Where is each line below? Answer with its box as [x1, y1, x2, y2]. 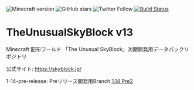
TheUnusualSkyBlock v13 [6, 26, 134, 39]
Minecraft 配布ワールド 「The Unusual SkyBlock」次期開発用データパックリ [6, 45, 189, 52]
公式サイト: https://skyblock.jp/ [6, 65, 82, 72]
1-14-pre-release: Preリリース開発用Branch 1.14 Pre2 [6, 77, 133, 84]
